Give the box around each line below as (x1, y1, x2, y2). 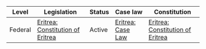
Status (90, 8, 109, 16)
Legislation (44, 8, 77, 16)
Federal (9, 25, 32, 34)
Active (90, 25, 109, 34)
